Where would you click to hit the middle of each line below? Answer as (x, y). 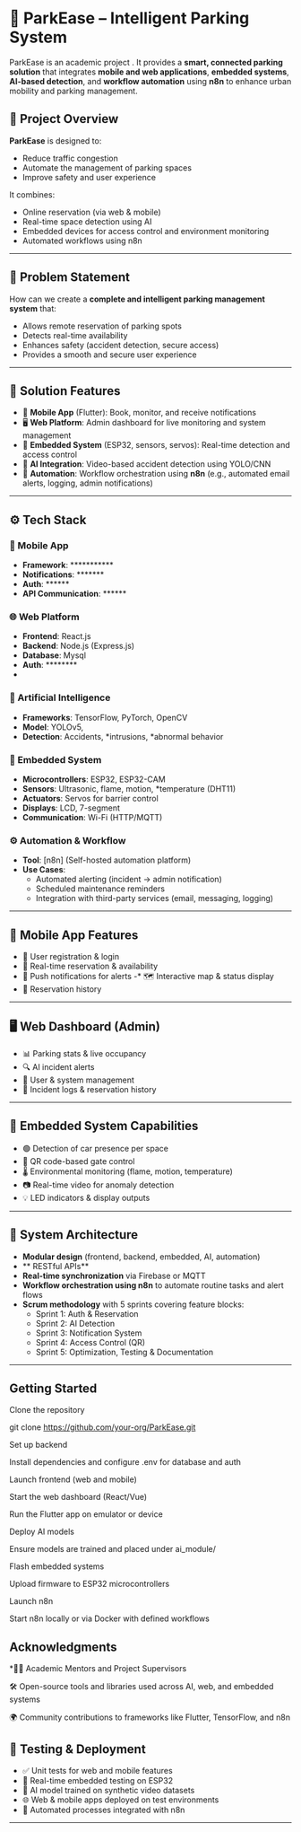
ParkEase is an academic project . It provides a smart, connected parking (146, 62)
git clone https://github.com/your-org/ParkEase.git (103, 1427)
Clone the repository (47, 1410)
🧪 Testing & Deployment (77, 1749)
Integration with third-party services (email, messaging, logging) (155, 898)
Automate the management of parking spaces (107, 167)
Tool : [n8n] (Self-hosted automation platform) (107, 860)
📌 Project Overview (64, 119)
